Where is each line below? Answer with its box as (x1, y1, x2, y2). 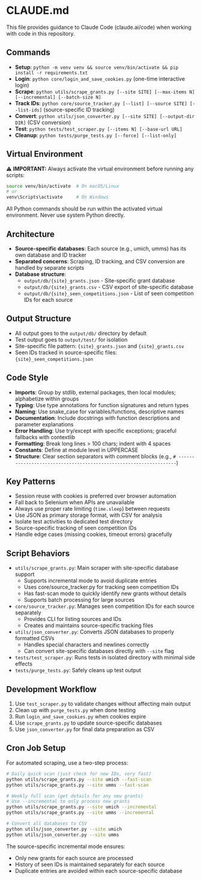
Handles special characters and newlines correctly (23, 641, 149, 648)
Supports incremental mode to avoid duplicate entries (23, 577, 157, 584)
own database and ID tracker (14, 251, 87, 258)
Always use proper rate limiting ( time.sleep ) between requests (14, 505, 170, 513)
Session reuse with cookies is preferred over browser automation (14, 492, 177, 500)
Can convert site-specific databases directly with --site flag (23, 648, 174, 655)
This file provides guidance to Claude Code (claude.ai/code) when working (6, 23, 192, 31)
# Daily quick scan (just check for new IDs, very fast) (6, 770, 152, 777)
